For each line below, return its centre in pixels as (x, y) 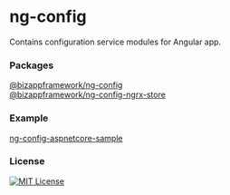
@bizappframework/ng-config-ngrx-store (87, 95)
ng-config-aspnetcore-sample (66, 138)
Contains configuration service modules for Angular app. (115, 42)
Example (29, 118)
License (27, 161)
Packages (32, 65)
